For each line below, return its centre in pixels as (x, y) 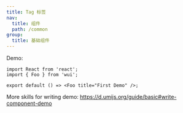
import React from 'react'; (42, 69)
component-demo (29, 103)
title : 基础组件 (31, 41)
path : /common (30, 29)
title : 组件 (26, 23)
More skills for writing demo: (42, 97)
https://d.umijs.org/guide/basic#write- (128, 97)
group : (15, 35)
